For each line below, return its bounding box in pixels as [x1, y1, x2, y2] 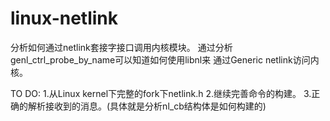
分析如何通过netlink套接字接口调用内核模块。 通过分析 [10, 41, 233, 53]
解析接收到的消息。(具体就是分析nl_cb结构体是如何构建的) [27, 100, 267, 112]
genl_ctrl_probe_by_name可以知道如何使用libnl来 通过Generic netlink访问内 [10, 53, 320, 66]
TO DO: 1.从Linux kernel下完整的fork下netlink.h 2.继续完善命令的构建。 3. [10, 87, 312, 99]
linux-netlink [10, 7, 119, 30]
